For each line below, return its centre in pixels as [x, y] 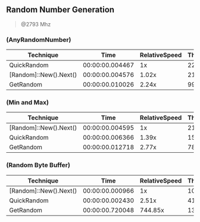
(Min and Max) [28, 103]
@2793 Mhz [36, 24]
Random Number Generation [60, 10]
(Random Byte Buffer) [38, 165]
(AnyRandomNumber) [39, 39]
